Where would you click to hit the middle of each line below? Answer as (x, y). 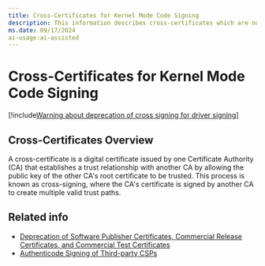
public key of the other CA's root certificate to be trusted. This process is (127, 176)
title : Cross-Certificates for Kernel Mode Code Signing (104, 15)
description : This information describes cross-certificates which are (128, 23)
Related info (38, 217)
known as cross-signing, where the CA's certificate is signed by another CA (131, 184)
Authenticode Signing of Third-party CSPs (88, 253)
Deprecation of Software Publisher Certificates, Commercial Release (131, 236)
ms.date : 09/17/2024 (42, 30)
